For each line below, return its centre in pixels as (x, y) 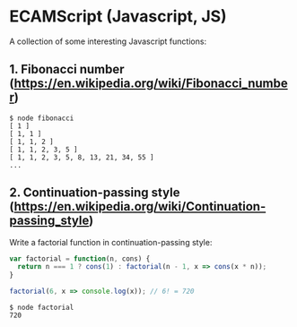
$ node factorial (42, 308)
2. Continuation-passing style (95, 193)
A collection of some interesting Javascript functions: (108, 41)
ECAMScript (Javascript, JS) (118, 17)
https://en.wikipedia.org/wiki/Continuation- (140, 207)
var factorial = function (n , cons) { (80, 258)
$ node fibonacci (42, 118)
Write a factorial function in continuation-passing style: (111, 242)
